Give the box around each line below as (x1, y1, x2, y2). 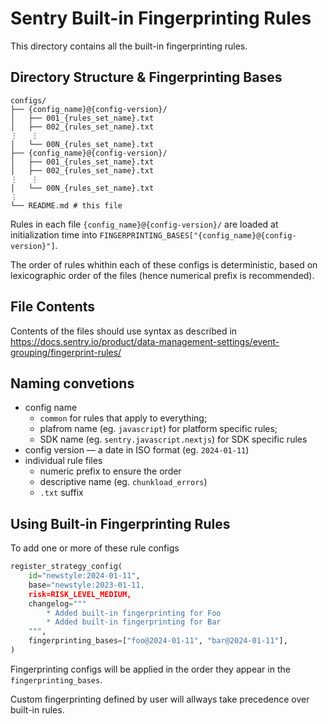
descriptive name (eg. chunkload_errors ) (39, 476, 208, 488)
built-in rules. (10, 703, 65, 716)
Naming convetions (10, 375, 135, 392)
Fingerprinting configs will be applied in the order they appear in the (10, 663, 291, 675)
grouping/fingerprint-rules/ (10, 346, 122, 358)
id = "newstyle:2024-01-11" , (28, 571, 141, 581)
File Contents (10, 298, 96, 316)
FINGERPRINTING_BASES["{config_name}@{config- (99, 230, 297, 241)
